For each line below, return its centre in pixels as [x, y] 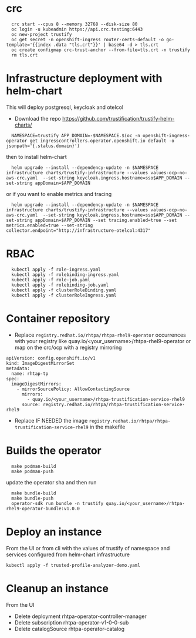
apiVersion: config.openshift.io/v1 [51, 358]
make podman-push [33, 471]
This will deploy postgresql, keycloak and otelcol [65, 107]
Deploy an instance [54, 532]
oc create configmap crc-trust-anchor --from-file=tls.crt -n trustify [101, 50]
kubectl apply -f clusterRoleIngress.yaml [64, 295]
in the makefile [108, 427]
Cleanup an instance [57, 588]
